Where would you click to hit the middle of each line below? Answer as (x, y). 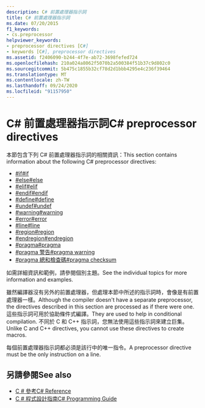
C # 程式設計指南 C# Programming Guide (66, 398)
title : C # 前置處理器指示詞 (38, 18)
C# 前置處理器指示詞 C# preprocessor (102, 124)
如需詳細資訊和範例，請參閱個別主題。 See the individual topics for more (97, 272)
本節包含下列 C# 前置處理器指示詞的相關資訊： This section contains (92, 155)
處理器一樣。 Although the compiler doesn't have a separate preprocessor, (100, 299)
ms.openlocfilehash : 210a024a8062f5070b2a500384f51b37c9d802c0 (88, 63)
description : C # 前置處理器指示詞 (46, 12)
